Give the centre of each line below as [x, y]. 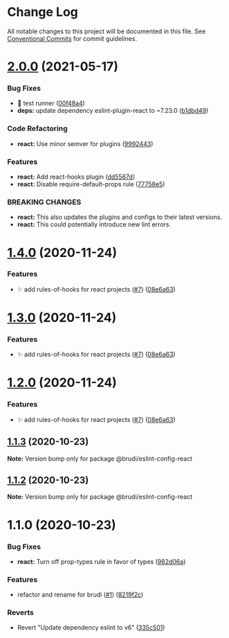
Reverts [21, 612]
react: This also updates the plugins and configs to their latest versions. [120, 217]
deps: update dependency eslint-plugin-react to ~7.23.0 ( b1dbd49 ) [113, 111]
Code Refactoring [37, 129]
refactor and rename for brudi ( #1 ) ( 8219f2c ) [80, 595]
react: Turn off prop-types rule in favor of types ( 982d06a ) [101, 561]
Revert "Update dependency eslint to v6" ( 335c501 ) [91, 628]
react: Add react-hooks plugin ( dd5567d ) [76, 177]
